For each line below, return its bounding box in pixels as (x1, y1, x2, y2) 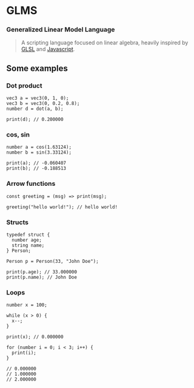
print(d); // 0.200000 (6, 117, 64, 123)
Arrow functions (6, 180, 56, 188)
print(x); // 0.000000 (6, 334, 64, 340)
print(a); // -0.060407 (6, 160, 67, 166)
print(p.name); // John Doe (6, 274, 78, 281)
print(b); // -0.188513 (6, 165, 67, 172)
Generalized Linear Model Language (6, 26, 115, 34)
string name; (12, 242, 45, 249)
